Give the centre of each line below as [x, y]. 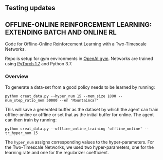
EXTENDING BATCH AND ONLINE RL [61, 32]
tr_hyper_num [18, 133]
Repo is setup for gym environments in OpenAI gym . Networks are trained [79, 59]
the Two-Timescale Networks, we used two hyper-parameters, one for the [80, 147]
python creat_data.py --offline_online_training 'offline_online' [74, 129]
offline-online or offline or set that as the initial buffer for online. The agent [80, 115]
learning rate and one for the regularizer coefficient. [57, 152]
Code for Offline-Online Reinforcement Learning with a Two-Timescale [76, 44]
